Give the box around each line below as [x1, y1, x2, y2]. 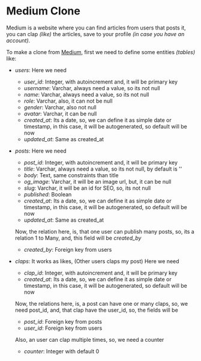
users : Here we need [14, 66, 67, 73]
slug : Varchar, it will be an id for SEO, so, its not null [23, 184, 151, 192]
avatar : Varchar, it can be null [23, 110, 97, 117]
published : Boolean [23, 190, 72, 198]
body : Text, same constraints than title [23, 171, 119, 178]
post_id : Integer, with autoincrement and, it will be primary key [23, 159, 178, 166]
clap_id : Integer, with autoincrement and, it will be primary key [23, 269, 178, 276]
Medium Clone [6, 4, 81, 18]
